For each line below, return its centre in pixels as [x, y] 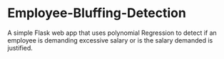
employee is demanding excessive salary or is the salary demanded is [110, 40]
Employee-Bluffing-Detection [97, 13]
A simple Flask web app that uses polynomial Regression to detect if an [112, 33]
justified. [20, 48]
